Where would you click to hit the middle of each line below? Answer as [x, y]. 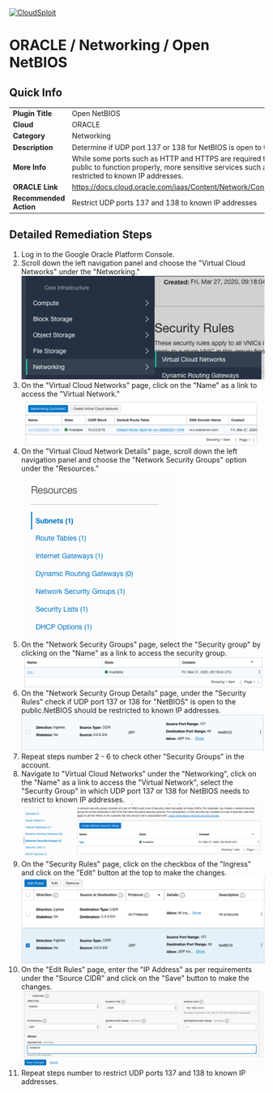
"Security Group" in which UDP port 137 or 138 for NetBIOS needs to [135, 791]
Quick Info [36, 92]
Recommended [39, 198]
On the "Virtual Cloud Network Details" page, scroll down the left [129, 451]
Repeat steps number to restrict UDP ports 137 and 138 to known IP [133, 1073]
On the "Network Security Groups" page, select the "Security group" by [141, 644]
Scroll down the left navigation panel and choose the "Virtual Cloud [133, 263]
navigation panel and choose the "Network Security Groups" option [134, 459]
